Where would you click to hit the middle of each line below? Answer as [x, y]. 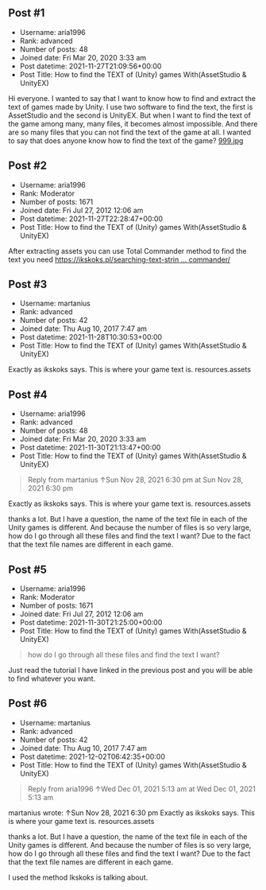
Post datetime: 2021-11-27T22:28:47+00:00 [91, 219]
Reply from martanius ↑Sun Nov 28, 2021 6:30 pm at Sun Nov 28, [135, 480]
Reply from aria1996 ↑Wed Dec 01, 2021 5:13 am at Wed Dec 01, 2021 [141, 789]
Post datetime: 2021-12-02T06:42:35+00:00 [92, 756]
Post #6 [28, 703]
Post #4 [28, 394]
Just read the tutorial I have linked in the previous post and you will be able [131, 670]
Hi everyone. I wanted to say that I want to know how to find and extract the [132, 98]
